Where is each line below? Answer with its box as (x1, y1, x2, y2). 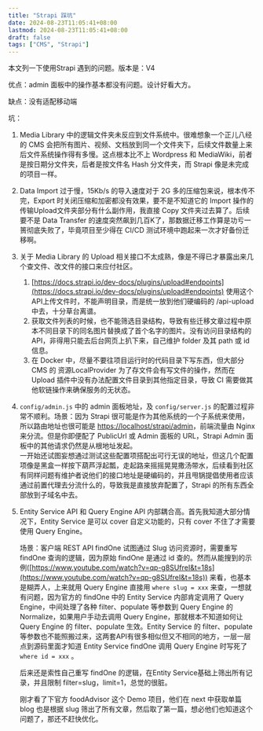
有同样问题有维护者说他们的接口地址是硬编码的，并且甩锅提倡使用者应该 (19, 471, 254, 480)
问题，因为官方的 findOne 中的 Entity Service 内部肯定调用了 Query (26, 593, 244, 602)
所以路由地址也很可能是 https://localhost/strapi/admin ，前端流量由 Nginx (19, 421, 255, 431)
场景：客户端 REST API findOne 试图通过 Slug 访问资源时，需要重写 (19, 543, 238, 553)
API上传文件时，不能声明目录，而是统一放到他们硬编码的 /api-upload (31, 296, 254, 307)
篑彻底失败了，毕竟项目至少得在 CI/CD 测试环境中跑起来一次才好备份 (19, 226, 243, 235)
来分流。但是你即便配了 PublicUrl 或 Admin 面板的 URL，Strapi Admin (19, 432, 245, 441)
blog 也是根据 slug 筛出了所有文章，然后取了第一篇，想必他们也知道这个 (19, 704, 254, 714)
